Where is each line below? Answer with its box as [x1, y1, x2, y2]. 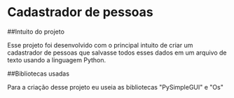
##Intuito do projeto [7, 27, 65, 36]
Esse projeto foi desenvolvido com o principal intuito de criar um [7, 41, 193, 49]
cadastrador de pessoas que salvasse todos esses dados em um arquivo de [7, 48, 227, 57]
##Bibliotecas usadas [7, 69, 70, 78]
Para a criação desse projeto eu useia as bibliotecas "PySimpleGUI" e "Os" [7, 83, 224, 91]
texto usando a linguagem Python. [7, 55, 106, 64]
